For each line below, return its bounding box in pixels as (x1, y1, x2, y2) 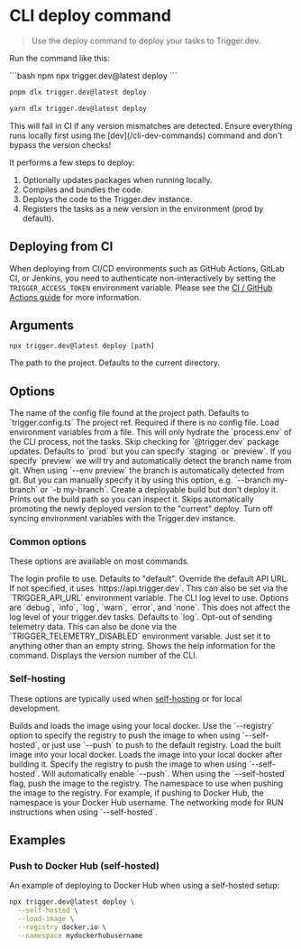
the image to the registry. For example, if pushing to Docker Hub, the (9, 787, 264, 798)
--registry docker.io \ (17, 923, 106, 932)
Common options (9, 536, 87, 548)
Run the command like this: (9, 52, 110, 63)
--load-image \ (17, 915, 75, 924)
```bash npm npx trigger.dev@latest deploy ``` (9, 69, 178, 81)
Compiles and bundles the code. (22, 184, 143, 195)
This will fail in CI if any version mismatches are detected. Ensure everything (9, 120, 293, 131)
